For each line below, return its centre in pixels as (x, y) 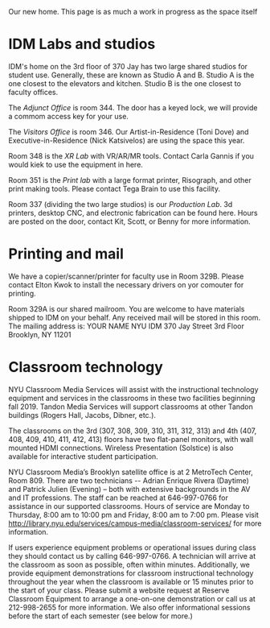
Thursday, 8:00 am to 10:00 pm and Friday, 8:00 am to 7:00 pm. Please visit (134, 514)
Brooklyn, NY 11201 (40, 334)
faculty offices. (33, 92)
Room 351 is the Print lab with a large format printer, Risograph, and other (130, 180)
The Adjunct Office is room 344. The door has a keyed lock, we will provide (133, 107)
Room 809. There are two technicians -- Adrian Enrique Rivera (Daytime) (129, 480)
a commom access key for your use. (68, 116)
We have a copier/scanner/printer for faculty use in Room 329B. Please (126, 276)
